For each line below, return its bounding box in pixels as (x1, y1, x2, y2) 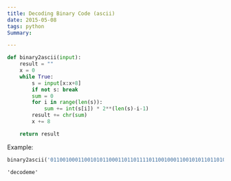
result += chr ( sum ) (32, 111, 88, 119)
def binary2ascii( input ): (7, 54, 81, 61)
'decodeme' (7, 169, 38, 175)
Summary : (7, 29, 32, 36)
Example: (7, 142, 34, 151)
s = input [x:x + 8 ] (32, 80, 81, 87)
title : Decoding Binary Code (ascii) (7, 10, 115, 17)
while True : (19, 73, 54, 80)
